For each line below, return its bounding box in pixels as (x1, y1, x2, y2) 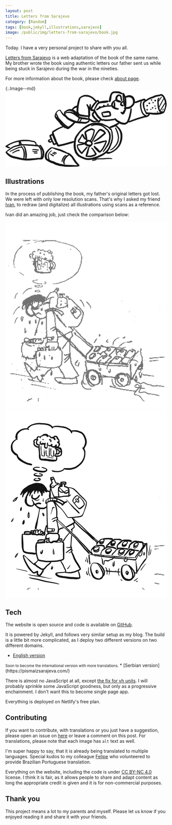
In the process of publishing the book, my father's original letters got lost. (5, 190, 160, 197)
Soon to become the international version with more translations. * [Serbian (5, 662, 142, 668)
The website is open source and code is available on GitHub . (5, 621, 133, 627)
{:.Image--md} (5, 85, 36, 92)
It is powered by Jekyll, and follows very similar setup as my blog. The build (5, 631, 165, 638)
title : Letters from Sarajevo (5, 13, 70, 19)
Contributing (5, 714, 47, 722)
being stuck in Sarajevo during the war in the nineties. (5, 66, 119, 72)
